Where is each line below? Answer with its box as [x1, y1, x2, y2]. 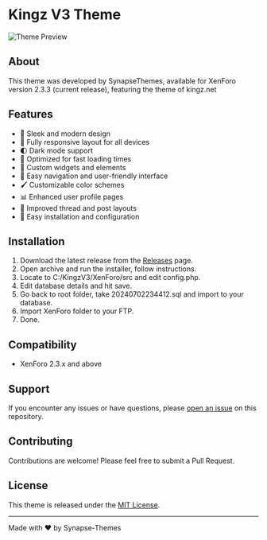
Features [8, 107, 53, 121]
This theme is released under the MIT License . [8, 499, 161, 510]
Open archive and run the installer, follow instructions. [19, 264, 197, 274]
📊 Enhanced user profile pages [19, 192, 124, 201]
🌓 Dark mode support [19, 146, 94, 155]
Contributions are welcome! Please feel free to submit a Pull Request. [8, 456, 235, 465]
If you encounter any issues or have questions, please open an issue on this [8, 403, 257, 413]
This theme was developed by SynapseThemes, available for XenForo [8, 76, 237, 85]
